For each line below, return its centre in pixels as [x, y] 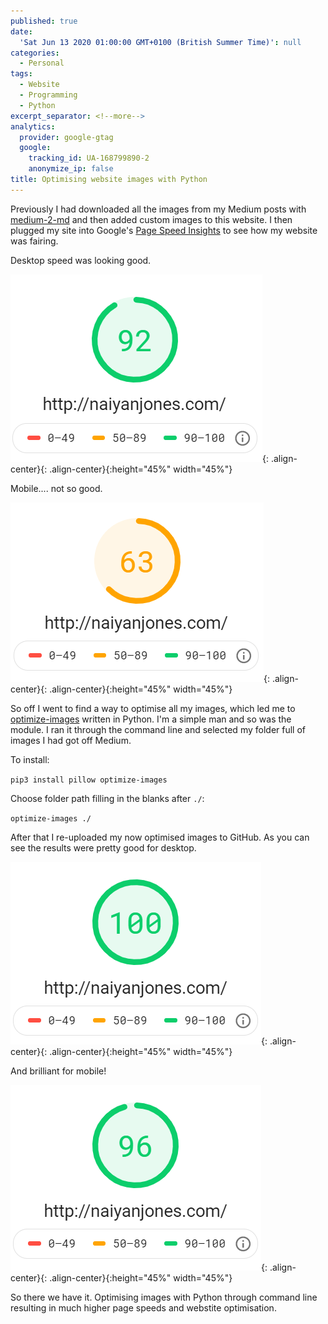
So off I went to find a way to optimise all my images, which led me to [153, 708]
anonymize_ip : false [71, 169]
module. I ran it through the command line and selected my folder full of [158, 729]
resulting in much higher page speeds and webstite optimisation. [143, 1307]
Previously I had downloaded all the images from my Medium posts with [158, 209]
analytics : [33, 126]
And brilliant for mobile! [58, 1071]
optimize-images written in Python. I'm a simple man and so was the [151, 719]
